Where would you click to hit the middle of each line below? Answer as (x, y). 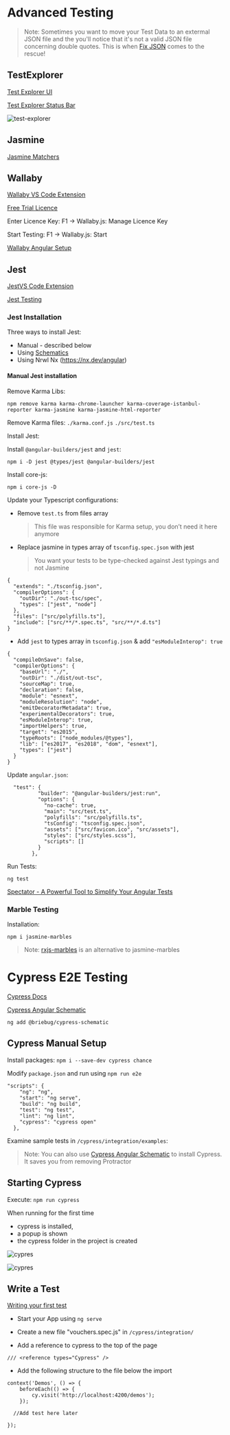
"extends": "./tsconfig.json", (58, 586)
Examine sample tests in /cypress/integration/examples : (88, 1141)
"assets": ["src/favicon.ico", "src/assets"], (112, 830)
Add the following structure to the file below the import (94, 1371)
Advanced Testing (60, 13)
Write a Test (33, 1289)
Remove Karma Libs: (36, 391)
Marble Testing (33, 909)
